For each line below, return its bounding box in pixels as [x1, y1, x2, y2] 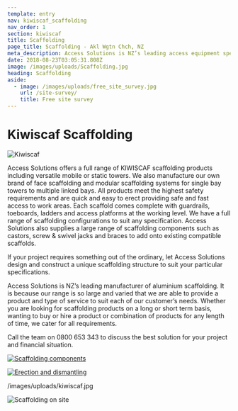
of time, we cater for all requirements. [7, 319, 118, 327]
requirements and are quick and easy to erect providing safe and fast [7, 193, 209, 202]
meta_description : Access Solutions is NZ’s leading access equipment [7, 50, 220, 57]
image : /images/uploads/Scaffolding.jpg [7, 63, 129, 70]
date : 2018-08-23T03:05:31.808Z [7, 57, 103, 64]
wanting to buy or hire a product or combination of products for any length [7, 311, 225, 320]
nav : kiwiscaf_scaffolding [7, 17, 87, 24]
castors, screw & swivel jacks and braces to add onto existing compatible [7, 231, 222, 240]
